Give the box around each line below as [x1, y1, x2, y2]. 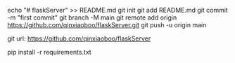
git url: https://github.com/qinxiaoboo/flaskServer [7, 34, 151, 43]
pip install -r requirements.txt [7, 48, 91, 56]
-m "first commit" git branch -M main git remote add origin [7, 13, 177, 22]
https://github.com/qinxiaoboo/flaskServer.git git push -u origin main [7, 21, 207, 29]
